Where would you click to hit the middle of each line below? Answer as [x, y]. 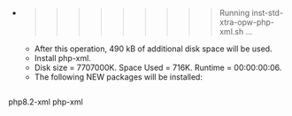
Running [234, 13]
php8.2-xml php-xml [46, 102]
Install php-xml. [63, 58]
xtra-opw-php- [247, 22]
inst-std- [267, 13]
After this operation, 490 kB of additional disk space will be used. [153, 49]
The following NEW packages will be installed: [118, 77]
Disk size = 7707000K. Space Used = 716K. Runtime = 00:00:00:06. [158, 67]
